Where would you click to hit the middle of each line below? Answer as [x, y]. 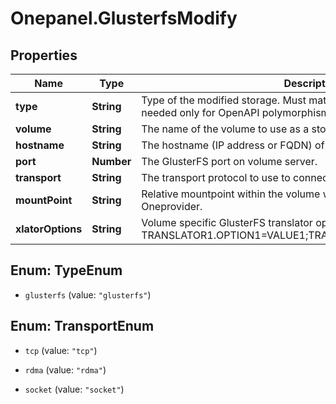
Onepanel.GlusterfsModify [124, 18]
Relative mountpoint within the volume [231, 194]
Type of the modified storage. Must [224, 100]
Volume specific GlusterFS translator [227, 222]
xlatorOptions [49, 229]
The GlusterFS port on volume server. [229, 161]
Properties [44, 55]
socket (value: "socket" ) [74, 389]
